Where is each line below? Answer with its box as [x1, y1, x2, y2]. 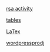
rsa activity [6, 5, 34, 12]
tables [6, 17, 22, 23]
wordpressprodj [6, 40, 45, 46]
